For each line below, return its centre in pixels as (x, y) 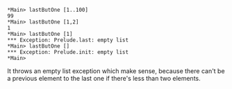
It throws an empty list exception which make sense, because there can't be (116, 71)
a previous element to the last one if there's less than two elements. (104, 78)
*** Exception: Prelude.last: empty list (68, 40)
